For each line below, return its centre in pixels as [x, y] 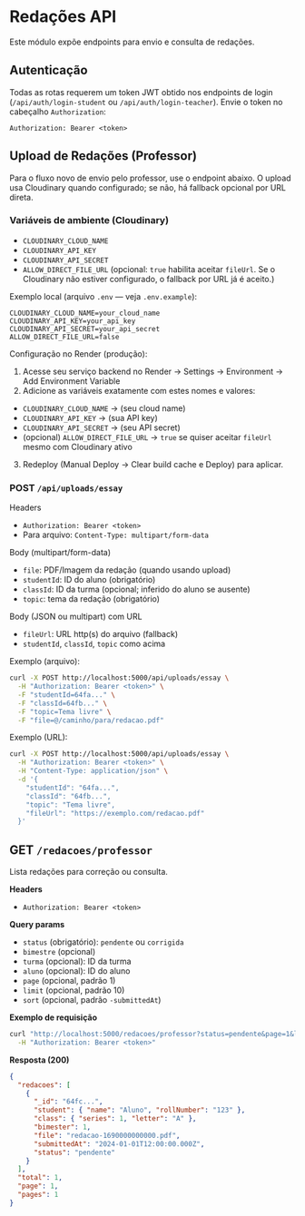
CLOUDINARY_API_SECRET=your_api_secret [85, 329]
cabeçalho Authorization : [58, 112]
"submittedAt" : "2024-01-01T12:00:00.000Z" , [119, 1144]
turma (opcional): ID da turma [77, 961]
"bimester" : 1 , [62, 1127]
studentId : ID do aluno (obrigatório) [89, 580]
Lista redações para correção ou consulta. [89, 872]
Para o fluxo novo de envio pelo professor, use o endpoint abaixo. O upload [151, 178]
